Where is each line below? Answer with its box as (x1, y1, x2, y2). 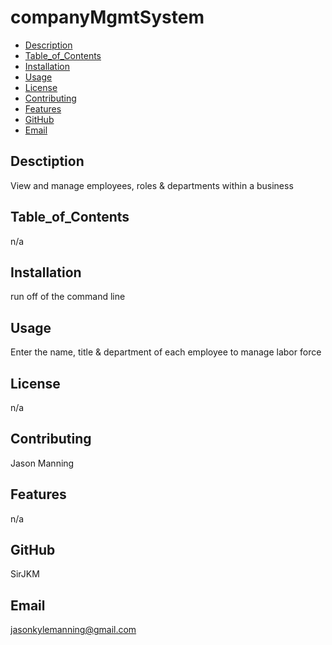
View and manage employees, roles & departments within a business (10, 179, 294, 191)
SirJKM (10, 568, 40, 580)
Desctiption (10, 153, 85, 170)
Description (24, 39, 73, 51)
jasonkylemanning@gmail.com (10, 624, 137, 636)
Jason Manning (10, 457, 75, 469)
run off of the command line (10, 291, 126, 303)
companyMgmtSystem (10, 6, 205, 29)
